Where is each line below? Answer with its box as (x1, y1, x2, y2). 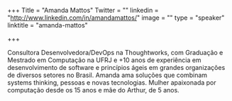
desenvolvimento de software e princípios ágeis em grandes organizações (7, 64, 226, 71)
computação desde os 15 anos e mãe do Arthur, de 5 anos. (7, 86, 179, 94)
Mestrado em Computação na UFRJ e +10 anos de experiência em (7, 56, 201, 64)
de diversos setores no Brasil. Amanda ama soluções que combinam (7, 71, 208, 79)
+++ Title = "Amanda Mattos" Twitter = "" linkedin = (7, 6, 159, 14)
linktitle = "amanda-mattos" (7, 21, 89, 29)
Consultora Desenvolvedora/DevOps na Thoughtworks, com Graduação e (7, 49, 223, 57)
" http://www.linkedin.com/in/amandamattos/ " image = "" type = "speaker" (7, 13, 225, 22)
